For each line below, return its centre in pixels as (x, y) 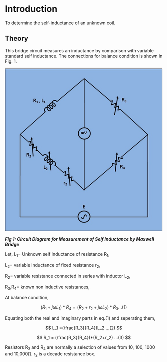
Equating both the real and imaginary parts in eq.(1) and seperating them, (80, 318)
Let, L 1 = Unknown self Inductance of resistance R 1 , (57, 255)
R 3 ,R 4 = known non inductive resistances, (47, 287)
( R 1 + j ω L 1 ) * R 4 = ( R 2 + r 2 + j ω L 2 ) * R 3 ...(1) (84, 308)
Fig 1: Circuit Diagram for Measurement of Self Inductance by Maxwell (80, 239)
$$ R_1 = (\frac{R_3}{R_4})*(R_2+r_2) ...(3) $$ (84, 338)
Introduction (31, 9)
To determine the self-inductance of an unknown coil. (60, 23)
